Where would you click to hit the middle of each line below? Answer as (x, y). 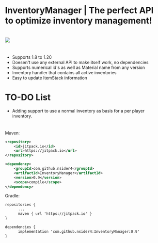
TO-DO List (28, 97)
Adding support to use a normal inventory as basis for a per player (78, 111)
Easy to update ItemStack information (49, 78)
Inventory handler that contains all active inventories (64, 72)
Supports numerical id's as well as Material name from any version (79, 67)
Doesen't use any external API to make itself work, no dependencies (80, 62)
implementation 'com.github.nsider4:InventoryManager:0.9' (79, 231)
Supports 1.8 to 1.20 (32, 57)
